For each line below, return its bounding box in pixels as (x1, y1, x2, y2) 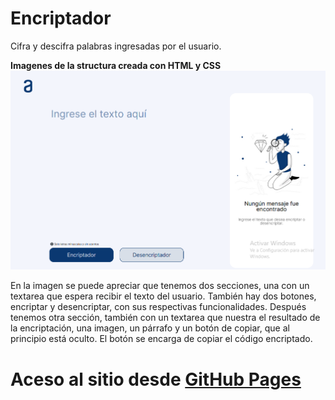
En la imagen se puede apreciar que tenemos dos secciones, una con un (10, 280, 310, 292)
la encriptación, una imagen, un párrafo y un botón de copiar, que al (10, 322, 290, 334)
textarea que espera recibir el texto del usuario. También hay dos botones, (10, 290, 317, 302)
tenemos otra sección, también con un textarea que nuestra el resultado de (10, 312, 321, 324)
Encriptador (10, 7, 112, 30)
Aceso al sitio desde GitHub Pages (10, 368, 302, 391)
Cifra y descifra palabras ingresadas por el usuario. (10, 40, 222, 52)
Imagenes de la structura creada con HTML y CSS (10, 59, 222, 71)
